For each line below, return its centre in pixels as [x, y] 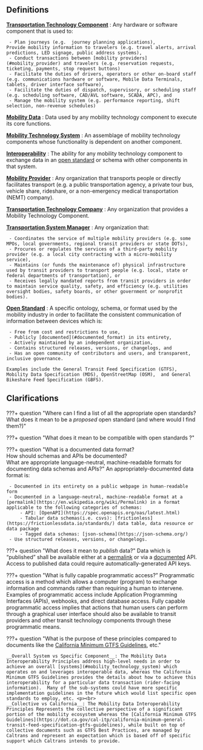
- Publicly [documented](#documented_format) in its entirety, [90, 337]
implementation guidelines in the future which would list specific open [101, 693]
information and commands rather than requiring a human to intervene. [95, 588]
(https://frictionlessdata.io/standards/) [61, 523]
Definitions [28, 10]
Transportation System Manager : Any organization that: [78, 227]
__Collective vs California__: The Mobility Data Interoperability [93, 704]
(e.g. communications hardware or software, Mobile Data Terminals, [95, 79]
